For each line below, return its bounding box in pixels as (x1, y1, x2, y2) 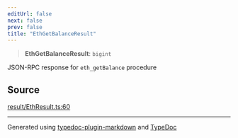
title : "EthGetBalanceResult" (7, 30, 97, 38)
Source (7, 84, 40, 96)
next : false (7, 17, 42, 24)
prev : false (7, 23, 42, 30)
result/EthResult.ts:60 (7, 103, 71, 111)
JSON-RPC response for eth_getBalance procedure (7, 63, 157, 71)
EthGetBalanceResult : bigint (24, 50, 112, 58)
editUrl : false (7, 10, 52, 18)
